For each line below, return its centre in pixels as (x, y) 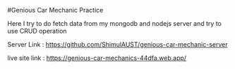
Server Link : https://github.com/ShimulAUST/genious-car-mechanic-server (117, 44)
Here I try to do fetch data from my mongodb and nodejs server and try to (115, 23)
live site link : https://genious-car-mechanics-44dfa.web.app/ (97, 58)
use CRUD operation (37, 31)
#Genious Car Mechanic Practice (55, 10)
